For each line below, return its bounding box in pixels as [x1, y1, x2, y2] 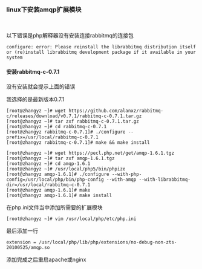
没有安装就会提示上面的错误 [6, 83, 76, 90]
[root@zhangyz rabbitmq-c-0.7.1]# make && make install [6, 139, 150, 146]
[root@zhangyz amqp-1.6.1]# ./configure [6, 171, 110, 177]
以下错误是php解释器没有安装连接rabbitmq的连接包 [6, 32, 134, 39]
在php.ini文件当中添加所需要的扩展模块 [6, 204, 103, 211]
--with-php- [111, 171, 142, 177]
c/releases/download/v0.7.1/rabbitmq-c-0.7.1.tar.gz [6, 113, 142, 119]
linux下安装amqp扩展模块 [6, 5, 82, 13]
